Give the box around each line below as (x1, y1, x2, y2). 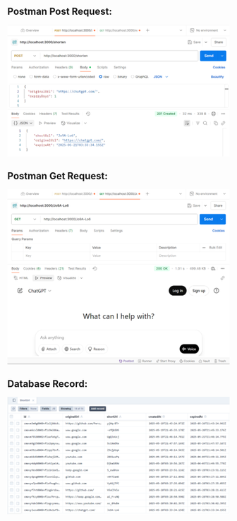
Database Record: (7, 378, 88, 390)
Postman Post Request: (7, 6, 113, 18)
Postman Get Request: (7, 169, 108, 182)
